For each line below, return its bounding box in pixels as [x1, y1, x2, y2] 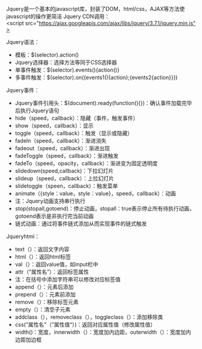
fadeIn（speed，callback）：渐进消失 [14, 137, 107, 144]
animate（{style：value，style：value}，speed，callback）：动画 [14, 190, 176, 197]
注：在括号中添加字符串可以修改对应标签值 [14, 276, 121, 283]
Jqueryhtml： [6, 233, 40, 240]
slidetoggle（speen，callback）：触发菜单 [14, 183, 118, 189]
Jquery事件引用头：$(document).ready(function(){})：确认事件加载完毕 [14, 99, 192, 107]
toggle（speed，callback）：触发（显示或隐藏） [14, 130, 133, 137]
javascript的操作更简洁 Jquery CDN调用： [6, 13, 110, 20]
